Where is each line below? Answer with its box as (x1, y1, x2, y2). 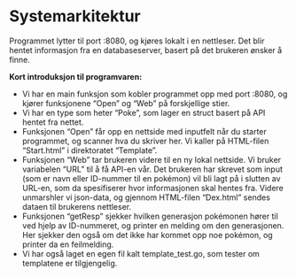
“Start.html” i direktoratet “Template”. (21, 144, 158, 156)
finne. (9, 54, 31, 65)
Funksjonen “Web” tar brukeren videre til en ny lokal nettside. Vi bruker (21, 154, 282, 165)
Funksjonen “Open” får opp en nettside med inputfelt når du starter (21, 126, 268, 136)
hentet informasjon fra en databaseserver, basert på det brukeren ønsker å (9, 44, 283, 55)
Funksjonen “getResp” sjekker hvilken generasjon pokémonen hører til (21, 211, 279, 221)
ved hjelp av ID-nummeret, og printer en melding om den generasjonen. (21, 219, 284, 231)
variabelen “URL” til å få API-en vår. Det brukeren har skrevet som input (21, 164, 284, 174)
